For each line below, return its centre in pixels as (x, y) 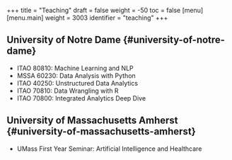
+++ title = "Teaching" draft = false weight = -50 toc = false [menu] (105, 10)
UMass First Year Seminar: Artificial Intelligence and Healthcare (109, 149)
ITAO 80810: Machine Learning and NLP (75, 68)
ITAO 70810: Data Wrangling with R (68, 91)
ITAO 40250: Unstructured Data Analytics (77, 83)
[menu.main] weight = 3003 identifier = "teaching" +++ (87, 18)
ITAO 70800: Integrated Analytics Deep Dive (81, 98)
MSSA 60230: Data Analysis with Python (76, 75)
